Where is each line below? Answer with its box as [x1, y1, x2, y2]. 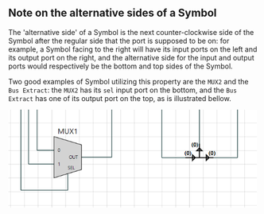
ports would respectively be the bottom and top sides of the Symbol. [8, 61, 233, 71]
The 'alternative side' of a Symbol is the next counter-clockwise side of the [8, 27, 254, 37]
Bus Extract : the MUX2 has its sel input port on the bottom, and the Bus [8, 85, 237, 95]
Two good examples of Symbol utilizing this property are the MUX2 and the [8, 76, 249, 86]
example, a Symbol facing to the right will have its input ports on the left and [8, 44, 258, 54]
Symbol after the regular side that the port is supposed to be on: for [8, 36, 230, 45]
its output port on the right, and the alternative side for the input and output [8, 53, 254, 62]
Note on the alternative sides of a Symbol [8, 6, 217, 20]
